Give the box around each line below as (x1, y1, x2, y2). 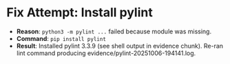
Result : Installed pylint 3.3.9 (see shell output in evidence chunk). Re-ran (16, 42, 224, 50)
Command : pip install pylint (16, 34, 106, 42)
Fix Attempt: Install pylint (6, 5, 153, 20)
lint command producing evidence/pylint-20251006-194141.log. (16, 49, 196, 57)
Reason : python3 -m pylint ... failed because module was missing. (16, 27, 211, 35)
